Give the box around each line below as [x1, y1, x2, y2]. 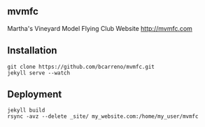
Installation [7, 45, 57, 57]
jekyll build [7, 107, 45, 114]
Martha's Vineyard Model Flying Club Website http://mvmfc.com [7, 24, 192, 32]
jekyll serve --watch [7, 69, 71, 76]
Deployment [7, 88, 62, 100]
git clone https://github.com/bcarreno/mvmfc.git [7, 63, 155, 70]
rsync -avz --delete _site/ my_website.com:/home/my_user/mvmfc [7, 113, 199, 120]
